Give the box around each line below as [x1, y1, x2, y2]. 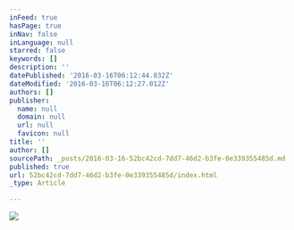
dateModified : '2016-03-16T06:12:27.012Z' [9, 79, 170, 88]
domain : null [17, 112, 66, 121]
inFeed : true [9, 12, 58, 22]
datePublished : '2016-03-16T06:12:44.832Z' [9, 71, 174, 80]
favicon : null [17, 129, 70, 138]
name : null [17, 104, 58, 113]
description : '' [9, 63, 70, 72]
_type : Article [9, 179, 66, 188]
